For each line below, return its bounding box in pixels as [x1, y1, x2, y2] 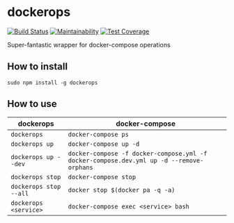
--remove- [171, 156, 204, 164]
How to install [7, 60, 68, 73]
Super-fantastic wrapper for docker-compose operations [7, 40, 171, 49]
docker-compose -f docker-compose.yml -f [68, 149, 208, 157]
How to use [7, 98, 57, 110]
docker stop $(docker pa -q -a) [68, 185, 175, 194]
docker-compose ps [68, 130, 129, 138]
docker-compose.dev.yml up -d [68, 156, 169, 164]
